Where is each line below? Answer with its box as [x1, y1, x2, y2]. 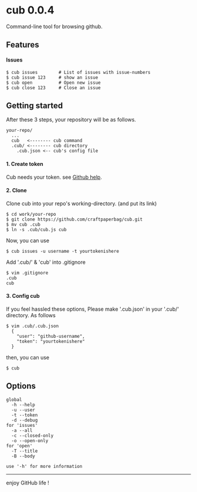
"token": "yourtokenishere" [16, 338, 85, 344]
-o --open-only [11, 437, 49, 443]
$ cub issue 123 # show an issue [6, 74, 98, 80]
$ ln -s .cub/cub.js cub [6, 226, 67, 232]
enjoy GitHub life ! [6, 479, 50, 486]
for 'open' [6, 443, 33, 449]
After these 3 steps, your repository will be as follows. [6, 116, 137, 123]
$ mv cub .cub [6, 221, 41, 228]
